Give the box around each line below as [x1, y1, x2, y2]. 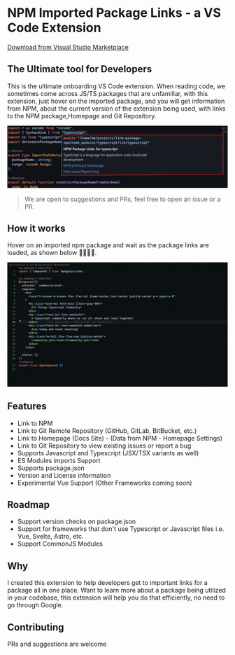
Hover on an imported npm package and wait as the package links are [7, 241, 210, 249]
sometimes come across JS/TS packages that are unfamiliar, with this [7, 89, 208, 97]
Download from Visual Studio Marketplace [7, 43, 129, 51]
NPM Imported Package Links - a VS [7, 5, 222, 21]
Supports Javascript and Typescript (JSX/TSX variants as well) [17, 448, 199, 457]
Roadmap [7, 499, 50, 511]
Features [7, 401, 47, 413]
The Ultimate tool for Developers [7, 63, 152, 75]
